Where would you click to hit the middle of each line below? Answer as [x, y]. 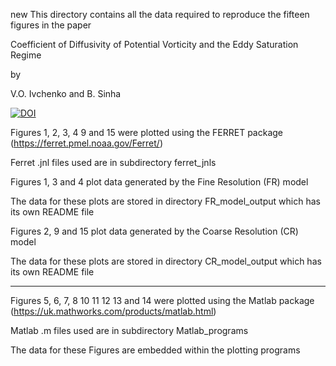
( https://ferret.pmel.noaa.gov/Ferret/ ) [86, 143]
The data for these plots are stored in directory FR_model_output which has [165, 201]
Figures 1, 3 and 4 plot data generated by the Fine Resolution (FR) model [159, 182]
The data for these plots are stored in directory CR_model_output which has [166, 261]
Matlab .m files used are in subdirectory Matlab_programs [129, 330]
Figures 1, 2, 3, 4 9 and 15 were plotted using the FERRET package [147, 132]
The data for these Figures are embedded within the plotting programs [155, 350]
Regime [26, 55]
